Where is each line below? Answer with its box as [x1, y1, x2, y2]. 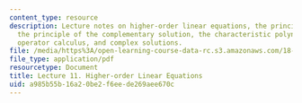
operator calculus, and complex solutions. [17, 38, 182, 47]
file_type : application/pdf [9, 55, 115, 64]
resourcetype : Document [9, 64, 99, 73]
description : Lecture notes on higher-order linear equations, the [9, 21, 268, 30]
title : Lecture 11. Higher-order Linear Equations [9, 72, 203, 81]
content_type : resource [9, 13, 99, 22]
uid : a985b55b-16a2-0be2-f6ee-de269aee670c [9, 80, 175, 89]
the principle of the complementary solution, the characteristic [17, 30, 271, 39]
